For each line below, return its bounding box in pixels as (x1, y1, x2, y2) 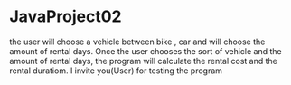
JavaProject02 (9, 6, 122, 27)
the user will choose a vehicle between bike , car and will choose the (9, 36, 266, 47)
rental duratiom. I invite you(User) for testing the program (9, 65, 223, 76)
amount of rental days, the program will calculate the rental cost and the (9, 55, 278, 66)
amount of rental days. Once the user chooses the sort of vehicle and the (9, 45, 282, 56)
